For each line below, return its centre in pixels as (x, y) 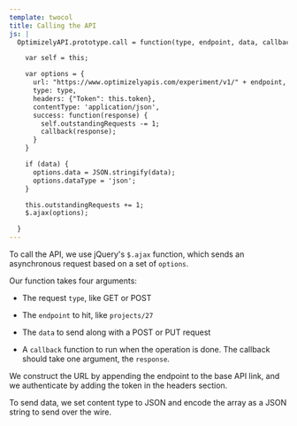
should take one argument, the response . (96, 359)
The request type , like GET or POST (87, 298)
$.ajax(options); (57, 213)
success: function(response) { (90, 115)
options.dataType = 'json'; (84, 181)
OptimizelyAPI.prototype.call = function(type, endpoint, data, (138, 42)
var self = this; (57, 58)
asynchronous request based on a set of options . (99, 263)
